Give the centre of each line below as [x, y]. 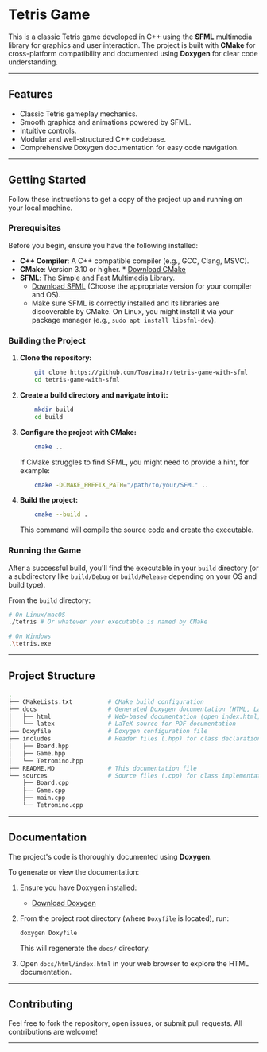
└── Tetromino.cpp [53, 805]
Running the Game [45, 550]
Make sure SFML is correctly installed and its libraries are [126, 303]
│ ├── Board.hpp [39, 746]
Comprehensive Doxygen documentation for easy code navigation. [130, 147]
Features [31, 94]
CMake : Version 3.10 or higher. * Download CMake [103, 269]
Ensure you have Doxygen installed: [78, 887]
